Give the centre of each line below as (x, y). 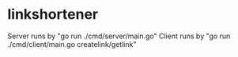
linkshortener (53, 14)
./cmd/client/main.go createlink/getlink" (72, 44)
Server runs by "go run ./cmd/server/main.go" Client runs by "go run (119, 36)
